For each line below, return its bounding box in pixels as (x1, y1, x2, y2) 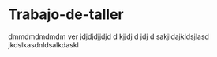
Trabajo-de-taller (8, 6, 124, 24)
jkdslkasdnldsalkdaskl (8, 40, 79, 49)
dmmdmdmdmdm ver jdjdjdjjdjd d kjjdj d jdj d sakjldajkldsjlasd (8, 32, 209, 41)
